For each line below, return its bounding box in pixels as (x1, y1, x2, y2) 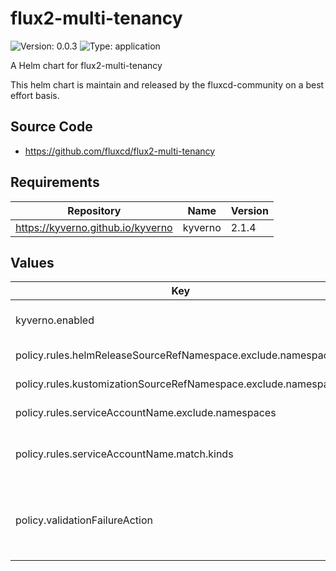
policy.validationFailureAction (15, 513, 153, 527)
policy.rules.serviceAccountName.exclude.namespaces (15, 406, 277, 420)
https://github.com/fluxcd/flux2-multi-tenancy (24, 145, 216, 157)
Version (230, 203, 269, 217)
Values (10, 254, 55, 271)
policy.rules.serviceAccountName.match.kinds (15, 447, 234, 461)
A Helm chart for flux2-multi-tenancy (10, 59, 163, 71)
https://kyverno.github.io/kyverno (15, 220, 173, 234)
